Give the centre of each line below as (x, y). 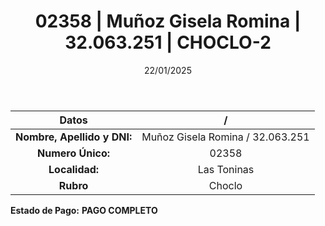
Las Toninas (226, 169)
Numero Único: (74, 153)
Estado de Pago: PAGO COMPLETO (84, 210)
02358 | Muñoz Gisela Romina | (168, 21)
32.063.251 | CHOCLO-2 (168, 42)
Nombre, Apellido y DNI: (74, 137)
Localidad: (74, 169)
